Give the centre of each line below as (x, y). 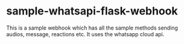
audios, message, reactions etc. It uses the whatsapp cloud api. (85, 34)
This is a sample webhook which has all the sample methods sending (92, 28)
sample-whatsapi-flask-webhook (92, 11)
